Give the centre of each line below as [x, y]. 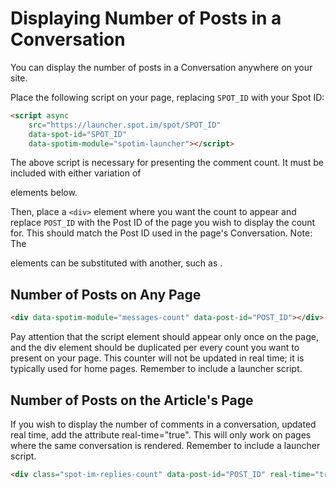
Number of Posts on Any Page [106, 294]
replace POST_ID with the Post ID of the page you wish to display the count [163, 223]
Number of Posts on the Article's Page [132, 400]
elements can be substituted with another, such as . [116, 263]
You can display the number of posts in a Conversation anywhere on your [161, 67]
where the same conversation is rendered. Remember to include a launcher [165, 445]
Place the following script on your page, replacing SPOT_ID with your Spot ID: [167, 97]
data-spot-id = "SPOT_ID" [78, 134]
